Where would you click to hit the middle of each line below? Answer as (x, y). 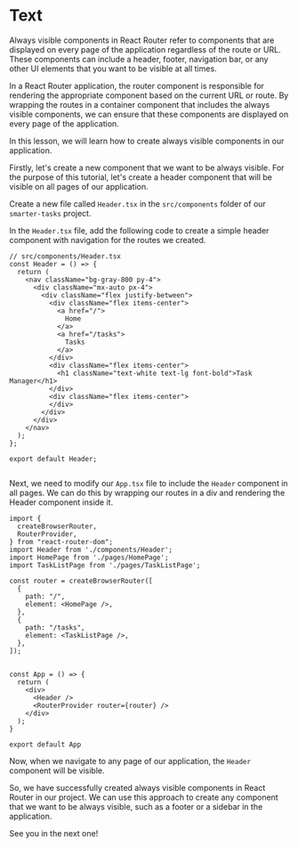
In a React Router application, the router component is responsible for (137, 86)
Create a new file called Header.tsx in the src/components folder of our (138, 204)
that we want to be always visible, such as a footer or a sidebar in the (136, 806)
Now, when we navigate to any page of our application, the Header (130, 761)
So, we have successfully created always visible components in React (137, 787)
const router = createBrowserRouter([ (81, 581)
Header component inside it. (61, 502)
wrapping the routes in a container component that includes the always (140, 104)
